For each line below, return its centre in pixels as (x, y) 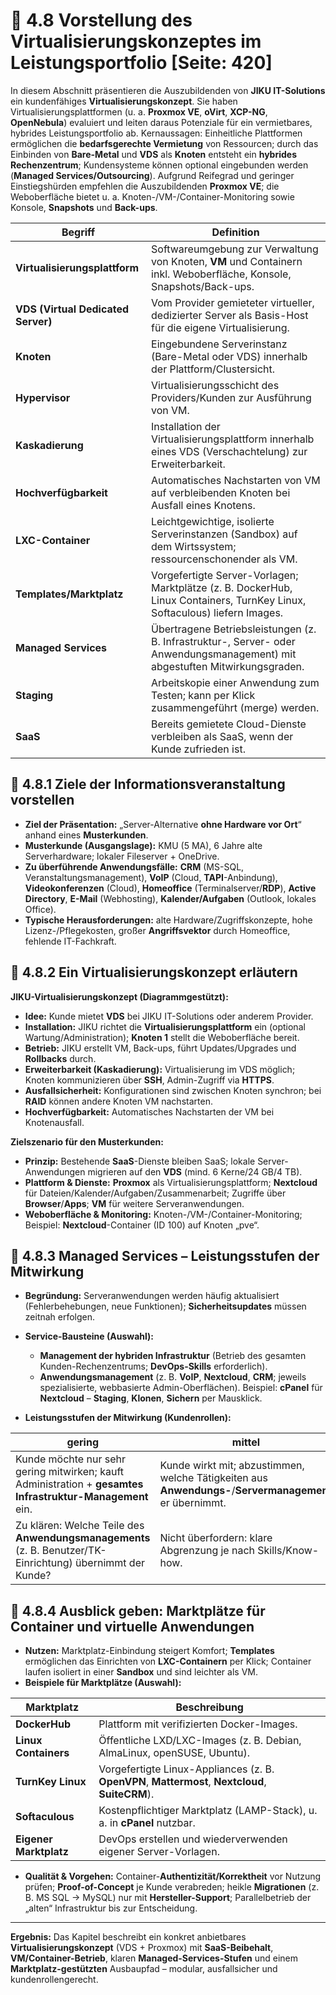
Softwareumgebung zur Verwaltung (235, 249)
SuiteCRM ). (126, 1794)
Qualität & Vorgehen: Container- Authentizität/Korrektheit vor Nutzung (173, 1876)
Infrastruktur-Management (82, 1497)
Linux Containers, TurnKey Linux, (229, 600)
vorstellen (42, 800)
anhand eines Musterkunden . (86, 835)
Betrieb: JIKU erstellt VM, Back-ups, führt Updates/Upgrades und (160, 1048)
